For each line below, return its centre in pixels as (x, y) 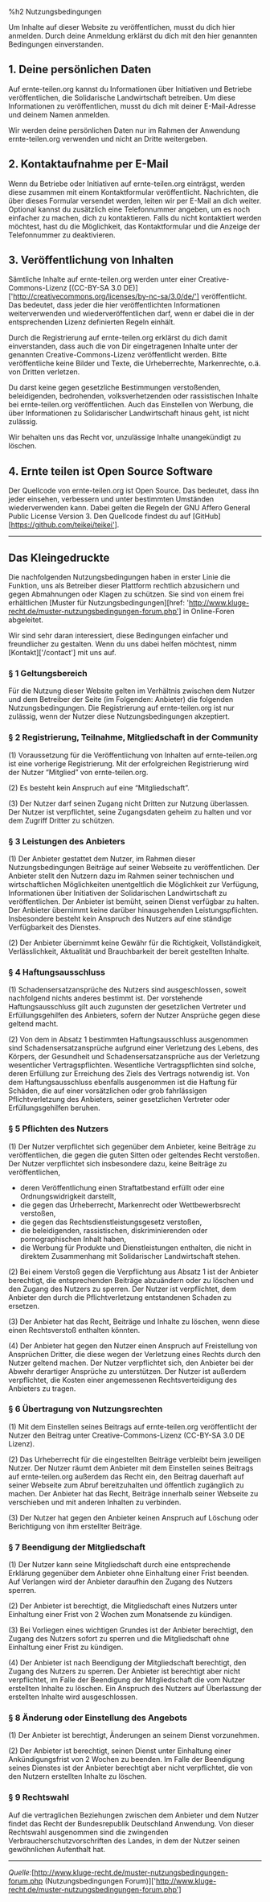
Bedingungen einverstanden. (56, 44)
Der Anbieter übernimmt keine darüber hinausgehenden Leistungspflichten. (133, 910)
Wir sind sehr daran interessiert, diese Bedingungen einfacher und (119, 636)
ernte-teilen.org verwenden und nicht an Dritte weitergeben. (108, 138)
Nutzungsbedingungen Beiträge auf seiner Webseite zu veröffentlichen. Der (134, 867)
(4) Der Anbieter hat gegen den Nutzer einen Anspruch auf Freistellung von (133, 1345)
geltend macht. (33, 1024)
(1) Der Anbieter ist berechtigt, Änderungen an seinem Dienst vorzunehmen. (134, 1735)
